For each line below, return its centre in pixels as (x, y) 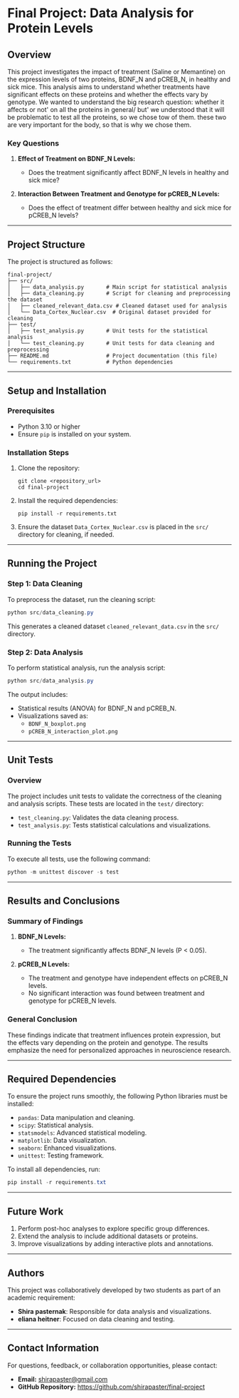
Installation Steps (38, 452)
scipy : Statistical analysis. (55, 1126)
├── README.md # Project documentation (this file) (113, 356)
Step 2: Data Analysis (45, 652)
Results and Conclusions (64, 901)
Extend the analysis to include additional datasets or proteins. (108, 1236)
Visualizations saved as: (53, 715)
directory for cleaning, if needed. (66, 535)
